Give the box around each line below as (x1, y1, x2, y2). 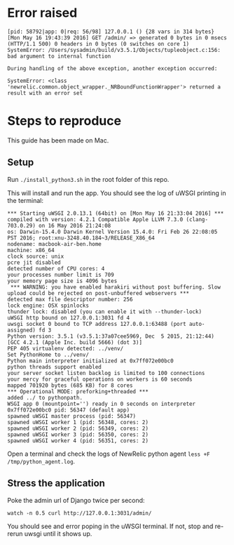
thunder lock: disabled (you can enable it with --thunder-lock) (7, 308, 202, 315)
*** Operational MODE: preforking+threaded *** (7, 388, 149, 395)
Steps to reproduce (7, 113, 121, 129)
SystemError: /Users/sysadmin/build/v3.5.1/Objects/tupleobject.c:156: (7, 46, 221, 53)
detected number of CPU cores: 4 (7, 265, 105, 272)
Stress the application (7, 478, 105, 490)
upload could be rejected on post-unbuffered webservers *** (7, 289, 190, 296)
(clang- (186, 216, 209, 223)
